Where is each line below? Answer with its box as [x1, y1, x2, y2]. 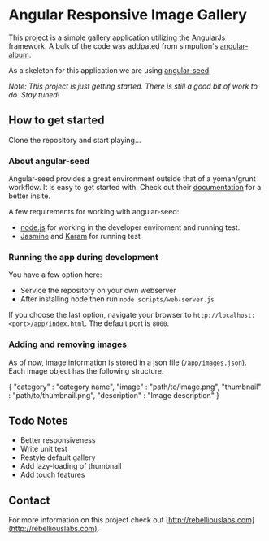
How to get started [8, 114, 105, 128]
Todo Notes [8, 414, 68, 428]
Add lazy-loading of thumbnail [20, 461, 122, 471]
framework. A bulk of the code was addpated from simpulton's [8, 41, 219, 50]
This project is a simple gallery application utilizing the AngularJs [8, 32, 226, 42]
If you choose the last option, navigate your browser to [8, 310, 192, 320]
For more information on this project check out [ [8, 515, 169, 525]
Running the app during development [8, 251, 158, 262]
